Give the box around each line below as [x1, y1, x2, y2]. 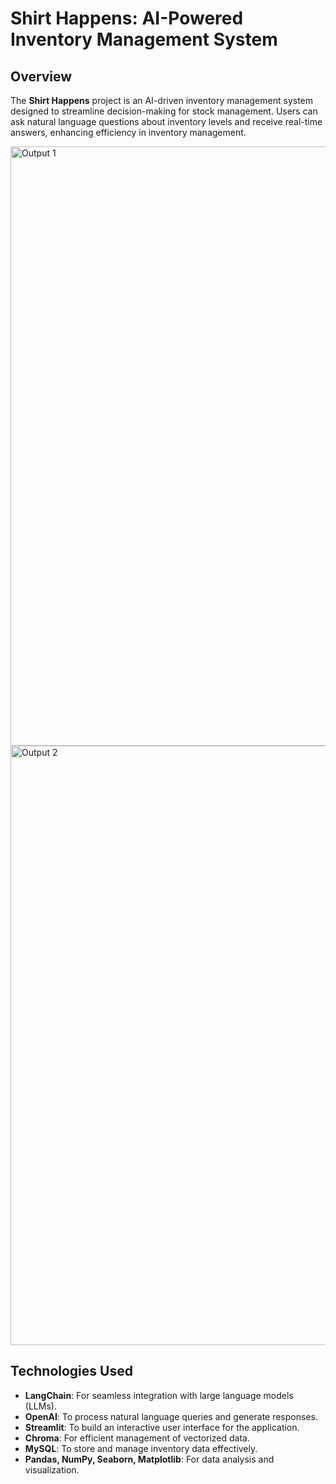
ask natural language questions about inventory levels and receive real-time [10, 116, 323, 127]
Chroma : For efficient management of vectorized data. [24, 1432, 251, 1444]
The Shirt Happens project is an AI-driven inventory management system [10, 95, 314, 106]
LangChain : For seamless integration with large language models [24, 1389, 294, 1401]
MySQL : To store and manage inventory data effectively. [24, 1442, 258, 1454]
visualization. [24, 1463, 80, 1476]
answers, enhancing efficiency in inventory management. [10, 127, 247, 138]
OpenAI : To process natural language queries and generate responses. [24, 1410, 318, 1422]
